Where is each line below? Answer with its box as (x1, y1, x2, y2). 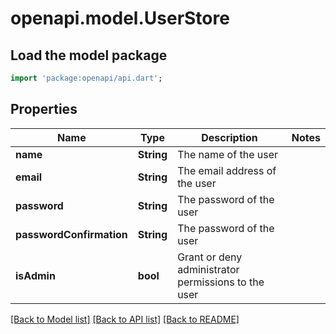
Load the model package (10, 47, 168, 64)
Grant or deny (177, 250, 243, 264)
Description (201, 130, 258, 144)
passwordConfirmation (15, 227, 128, 241)
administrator (177, 262, 240, 276)
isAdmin (15, 268, 56, 282)
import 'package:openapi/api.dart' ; (10, 73, 163, 83)
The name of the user (177, 147, 279, 161)
